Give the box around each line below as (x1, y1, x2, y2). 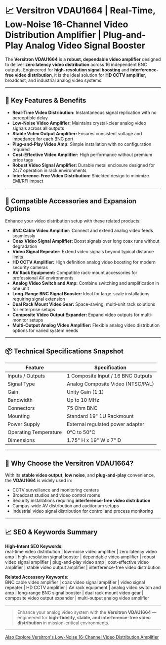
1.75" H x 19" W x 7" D (66, 437, 122, 444)
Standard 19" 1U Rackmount (66, 413, 134, 420)
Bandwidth (7, 397, 33, 404)
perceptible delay (12, 114, 48, 120)
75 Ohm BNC (66, 405, 98, 412)
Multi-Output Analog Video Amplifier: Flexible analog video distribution (12, 322, 160, 328)
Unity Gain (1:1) (66, 388, 104, 395)
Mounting (7, 413, 30, 420)
